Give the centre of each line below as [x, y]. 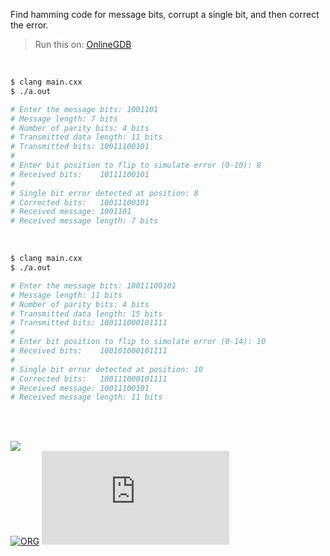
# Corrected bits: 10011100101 [80, 202]
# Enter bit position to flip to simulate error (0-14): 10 [138, 342]
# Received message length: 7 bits [84, 221]
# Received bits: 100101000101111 [89, 351]
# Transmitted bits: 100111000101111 [89, 323]
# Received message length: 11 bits [86, 397]
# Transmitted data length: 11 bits [86, 137]
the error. [29, 25]
